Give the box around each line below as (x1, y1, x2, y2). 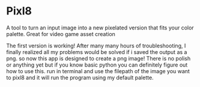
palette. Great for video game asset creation (6, 30, 116, 37)
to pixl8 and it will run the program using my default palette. (6, 74, 154, 81)
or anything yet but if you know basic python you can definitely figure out (6, 61, 188, 68)
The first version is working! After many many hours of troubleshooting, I (6, 42, 186, 49)
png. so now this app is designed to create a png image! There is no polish (6, 55, 191, 62)
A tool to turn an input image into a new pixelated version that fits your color (6, 24, 194, 31)
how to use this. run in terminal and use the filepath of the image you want (6, 67, 190, 74)
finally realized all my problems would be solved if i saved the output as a (6, 48, 187, 55)
